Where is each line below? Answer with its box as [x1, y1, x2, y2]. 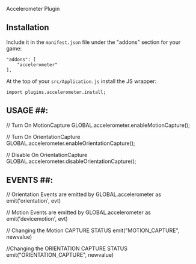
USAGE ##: [6, 105, 49, 116]
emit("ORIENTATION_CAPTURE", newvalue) [6, 251, 114, 259]
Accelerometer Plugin [6, 5, 60, 12]
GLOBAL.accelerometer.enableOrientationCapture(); [6, 140, 135, 147]
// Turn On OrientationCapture [6, 133, 81, 140]
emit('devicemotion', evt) [6, 215, 68, 223]
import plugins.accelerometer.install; [6, 89, 106, 95]
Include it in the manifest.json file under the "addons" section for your [6, 38, 181, 46]
